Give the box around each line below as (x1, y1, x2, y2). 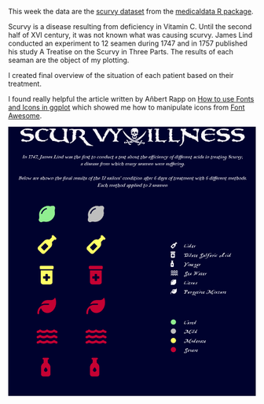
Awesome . (8, 111, 42, 120)
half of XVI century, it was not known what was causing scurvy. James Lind (8, 31, 253, 39)
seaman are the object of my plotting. (8, 55, 130, 65)
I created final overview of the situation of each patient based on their (8, 71, 234, 80)
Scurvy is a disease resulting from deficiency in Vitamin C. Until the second (8, 22, 252, 31)
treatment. (8, 79, 42, 88)
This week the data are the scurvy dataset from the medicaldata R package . (8, 7, 254, 16)
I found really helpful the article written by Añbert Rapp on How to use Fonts (8, 95, 255, 103)
